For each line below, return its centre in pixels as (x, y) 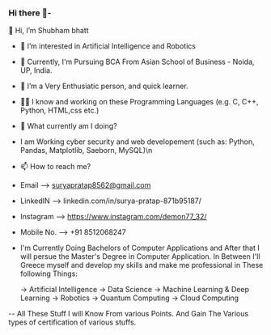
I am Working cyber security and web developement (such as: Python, (137, 142)
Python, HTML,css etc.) (59, 110)
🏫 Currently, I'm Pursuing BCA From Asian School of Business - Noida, (137, 62)
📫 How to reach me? (55, 167)
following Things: (49, 274)
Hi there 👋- (30, 13)
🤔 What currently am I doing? (68, 126)
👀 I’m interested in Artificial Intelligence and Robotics (108, 46)
